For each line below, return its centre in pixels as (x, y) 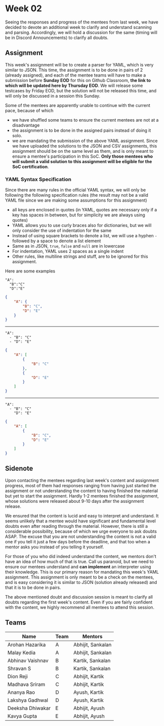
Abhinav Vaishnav (28, 661)
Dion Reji (18, 676)
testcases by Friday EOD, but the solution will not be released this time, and (81, 90)
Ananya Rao (21, 692)
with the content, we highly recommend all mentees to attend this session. (80, 607)
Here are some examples (30, 271)
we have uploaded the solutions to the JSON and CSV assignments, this (84, 146)
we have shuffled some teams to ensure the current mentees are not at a (85, 120)
